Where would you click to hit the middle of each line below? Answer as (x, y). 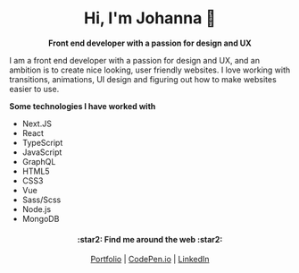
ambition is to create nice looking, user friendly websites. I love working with (150, 70)
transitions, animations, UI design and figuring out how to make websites (143, 79)
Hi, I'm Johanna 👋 (150, 18)
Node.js (37, 209)
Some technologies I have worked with (83, 106)
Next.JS (37, 124)
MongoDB (41, 218)
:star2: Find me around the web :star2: (150, 239)
